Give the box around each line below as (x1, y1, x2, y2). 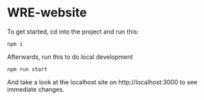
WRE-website (7, 5, 87, 21)
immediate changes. (7, 85, 65, 93)
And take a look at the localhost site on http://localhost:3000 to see (7, 77, 198, 86)
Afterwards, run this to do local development (7, 53, 133, 61)
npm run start (7, 66, 48, 73)
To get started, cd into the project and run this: (7, 27, 139, 36)
